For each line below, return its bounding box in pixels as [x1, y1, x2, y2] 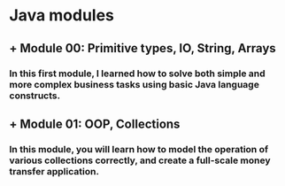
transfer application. [9, 165, 100, 177]
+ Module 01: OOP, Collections [9, 116, 181, 131]
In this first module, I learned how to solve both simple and [9, 67, 266, 80]
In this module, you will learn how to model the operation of [9, 143, 268, 155]
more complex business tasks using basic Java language [9, 78, 259, 90]
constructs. [9, 89, 60, 102]
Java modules [9, 5, 115, 26]
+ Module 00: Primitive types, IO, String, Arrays [9, 41, 276, 56]
